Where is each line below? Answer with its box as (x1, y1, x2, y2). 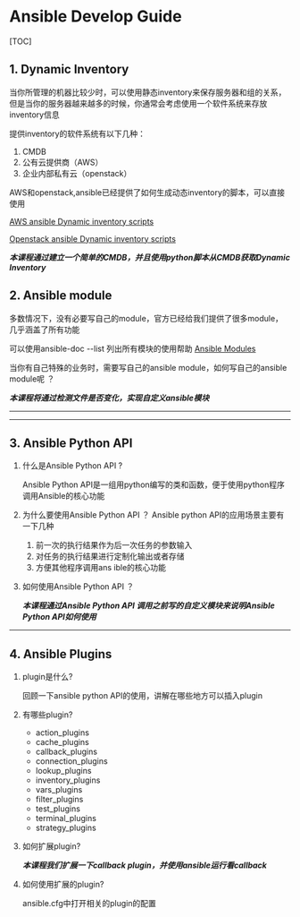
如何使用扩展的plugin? (21, 879, 104, 890)
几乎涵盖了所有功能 (9, 324, 80, 335)
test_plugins (35, 803, 80, 814)
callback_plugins (35, 746, 98, 758)
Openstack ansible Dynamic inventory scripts (9, 233, 177, 244)
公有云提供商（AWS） (21, 157, 104, 167)
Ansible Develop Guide (9, 6, 182, 27)
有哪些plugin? (21, 709, 73, 720)
